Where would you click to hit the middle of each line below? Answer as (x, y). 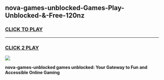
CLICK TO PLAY (24, 30)
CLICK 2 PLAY (22, 48)
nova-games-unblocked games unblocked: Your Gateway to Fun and (76, 67)
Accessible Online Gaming (32, 72)
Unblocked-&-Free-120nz (45, 16)
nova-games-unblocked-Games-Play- (65, 8)
